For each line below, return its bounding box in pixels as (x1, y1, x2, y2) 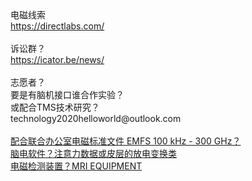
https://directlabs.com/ (10, 20, 105, 32)
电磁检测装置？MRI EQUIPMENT (10, 160, 143, 172)
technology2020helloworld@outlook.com (10, 113, 182, 124)
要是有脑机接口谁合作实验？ (10, 89, 125, 100)
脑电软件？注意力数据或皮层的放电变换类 (10, 148, 177, 159)
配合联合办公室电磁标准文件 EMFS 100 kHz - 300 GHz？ (10, 135, 242, 147)
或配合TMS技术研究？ (10, 101, 100, 113)
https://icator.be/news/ (10, 54, 105, 65)
